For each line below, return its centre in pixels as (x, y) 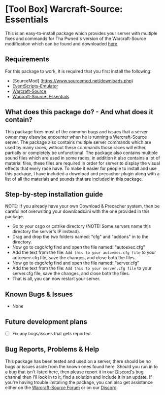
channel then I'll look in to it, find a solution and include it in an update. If (79, 377)
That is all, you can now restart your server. (56, 279)
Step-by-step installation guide (54, 194)
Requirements (27, 59)
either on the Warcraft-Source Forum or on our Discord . (62, 387)
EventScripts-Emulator (35, 86)
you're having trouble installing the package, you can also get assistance (79, 382)
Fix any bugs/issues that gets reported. (52, 334)
